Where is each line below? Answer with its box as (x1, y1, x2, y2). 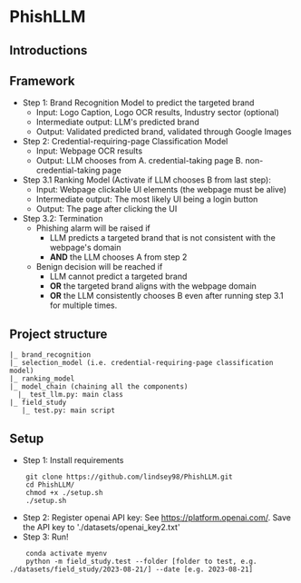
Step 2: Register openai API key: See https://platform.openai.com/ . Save (22, 512, 292, 523)
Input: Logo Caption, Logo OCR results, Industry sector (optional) (35, 107, 279, 118)
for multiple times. (49, 300, 118, 311)
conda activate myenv (25, 549, 107, 558)
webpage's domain (49, 242, 121, 253)
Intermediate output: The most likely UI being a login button (35, 193, 258, 205)
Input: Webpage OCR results (35, 145, 143, 156)
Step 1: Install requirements (22, 455, 124, 466)
